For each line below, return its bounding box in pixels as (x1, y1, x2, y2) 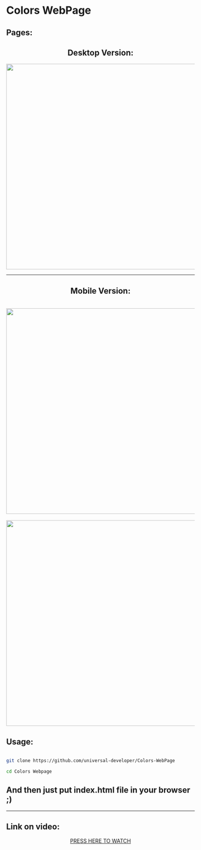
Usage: (6, 736, 34, 747)
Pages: (6, 28, 33, 38)
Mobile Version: (70, 285, 131, 296)
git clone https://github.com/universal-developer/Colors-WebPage (6, 758, 175, 764)
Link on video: (6, 821, 60, 831)
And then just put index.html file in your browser (6, 785, 190, 796)
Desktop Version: (67, 47, 134, 57)
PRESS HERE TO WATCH (69, 837, 132, 845)
